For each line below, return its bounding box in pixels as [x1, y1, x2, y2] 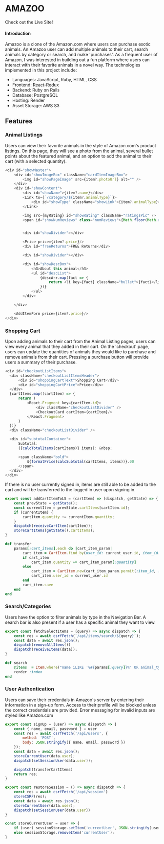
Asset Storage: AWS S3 [12, 103, 60, 109]
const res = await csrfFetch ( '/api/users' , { [14, 731, 108, 736]
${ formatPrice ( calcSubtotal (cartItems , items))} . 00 [26, 459, 134, 464]
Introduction [5, 30, 31, 36]
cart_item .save [22, 582, 54, 587]
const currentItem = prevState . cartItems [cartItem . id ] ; [14, 505, 130, 510]
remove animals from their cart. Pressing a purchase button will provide [5, 354, 149, 360]
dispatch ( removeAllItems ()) [14, 642, 71, 647]
